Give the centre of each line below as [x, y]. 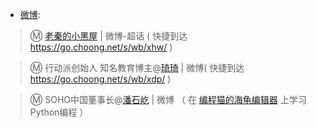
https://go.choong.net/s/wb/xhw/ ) [101, 47]
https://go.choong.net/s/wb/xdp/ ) [100, 79]
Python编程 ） [59, 112]
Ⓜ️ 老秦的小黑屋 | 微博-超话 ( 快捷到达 [108, 36]
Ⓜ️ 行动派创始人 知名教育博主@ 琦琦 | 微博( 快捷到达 [137, 67]
